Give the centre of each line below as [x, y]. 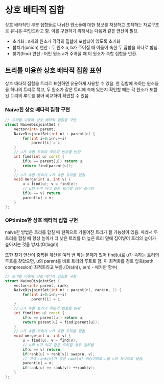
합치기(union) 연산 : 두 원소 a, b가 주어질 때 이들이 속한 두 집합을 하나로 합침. [85, 47]
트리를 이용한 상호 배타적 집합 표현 [53, 71]
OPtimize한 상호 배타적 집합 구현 [42, 220]
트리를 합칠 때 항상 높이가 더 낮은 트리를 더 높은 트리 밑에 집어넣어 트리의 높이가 [81, 238]
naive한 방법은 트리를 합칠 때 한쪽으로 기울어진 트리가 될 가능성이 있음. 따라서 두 [82, 232]
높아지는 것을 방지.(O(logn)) [32, 244]
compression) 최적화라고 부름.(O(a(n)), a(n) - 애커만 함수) [61, 267]
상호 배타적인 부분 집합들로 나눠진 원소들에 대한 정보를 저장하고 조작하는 [74, 25]
